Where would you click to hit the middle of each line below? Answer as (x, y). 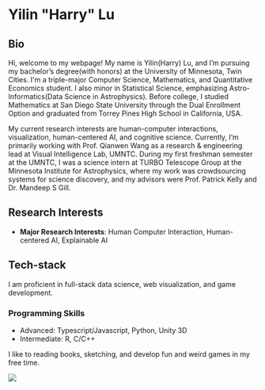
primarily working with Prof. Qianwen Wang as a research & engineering (125, 145)
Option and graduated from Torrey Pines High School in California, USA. (125, 113)
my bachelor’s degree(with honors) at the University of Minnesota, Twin (125, 71)
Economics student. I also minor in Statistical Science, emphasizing (118, 88)
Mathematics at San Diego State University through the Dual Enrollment (125, 105)
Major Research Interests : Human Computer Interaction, (112, 231)
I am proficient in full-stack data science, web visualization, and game (122, 284)
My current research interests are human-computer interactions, (114, 129)
